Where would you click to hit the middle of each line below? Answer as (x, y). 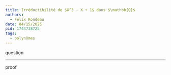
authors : (15, 15)
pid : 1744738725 (22, 29)
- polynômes (23, 39)
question (15, 52)
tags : (11, 33)
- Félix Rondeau (27, 19)
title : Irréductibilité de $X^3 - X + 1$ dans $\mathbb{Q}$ (70, 10)
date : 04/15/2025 (24, 24)
